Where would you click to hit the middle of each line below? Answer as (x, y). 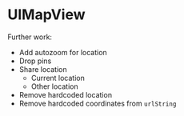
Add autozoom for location (63, 52)
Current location (58, 78)
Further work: (30, 37)
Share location (43, 69)
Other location (54, 86)
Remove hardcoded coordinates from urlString (98, 103)
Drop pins (35, 61)
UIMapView (46, 15)
